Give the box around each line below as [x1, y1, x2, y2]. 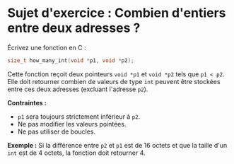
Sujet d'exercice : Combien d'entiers [7, 5, 226, 21]
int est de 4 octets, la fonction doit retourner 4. [7, 148, 146, 157]
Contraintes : [7, 98, 47, 107]
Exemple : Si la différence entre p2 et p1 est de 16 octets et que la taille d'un [7, 141, 228, 149]
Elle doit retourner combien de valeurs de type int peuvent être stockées [7, 77, 221, 86]
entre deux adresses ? [7, 20, 141, 36]
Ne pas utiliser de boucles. [17, 127, 96, 136]
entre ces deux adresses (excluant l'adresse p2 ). [7, 85, 148, 93]
